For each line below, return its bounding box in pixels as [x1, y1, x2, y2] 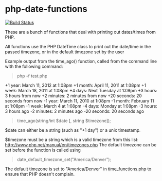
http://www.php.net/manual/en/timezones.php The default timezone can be [5, 141, 157, 147]
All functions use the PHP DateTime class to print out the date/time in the [5, 43, 151, 49]
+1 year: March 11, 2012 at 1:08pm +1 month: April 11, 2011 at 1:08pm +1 [5, 82, 146, 88]
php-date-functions [5, 3, 88, 15]
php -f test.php [17, 73, 48, 79]
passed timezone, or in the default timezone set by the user [5, 49, 125, 55]
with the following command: [5, 63, 63, 69]
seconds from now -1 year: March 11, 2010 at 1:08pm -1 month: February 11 [5, 98, 154, 103]
